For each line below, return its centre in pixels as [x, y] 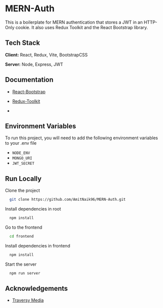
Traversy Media [28, 300]
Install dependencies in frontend [38, 246]
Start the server [21, 264]
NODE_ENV [21, 153]
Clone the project [23, 190]
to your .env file [21, 143]
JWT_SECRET [23, 164]
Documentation [29, 80]
